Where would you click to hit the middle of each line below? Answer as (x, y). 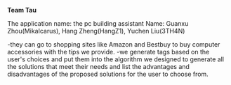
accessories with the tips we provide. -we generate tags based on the (108, 52)
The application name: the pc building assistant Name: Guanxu (98, 23)
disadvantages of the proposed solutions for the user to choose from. (108, 74)
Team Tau (22, 10)
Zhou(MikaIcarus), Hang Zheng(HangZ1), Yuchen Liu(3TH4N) (96, 31)
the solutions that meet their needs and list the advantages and (98, 67)
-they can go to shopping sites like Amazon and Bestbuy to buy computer (114, 44)
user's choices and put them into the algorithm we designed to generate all (116, 59)
